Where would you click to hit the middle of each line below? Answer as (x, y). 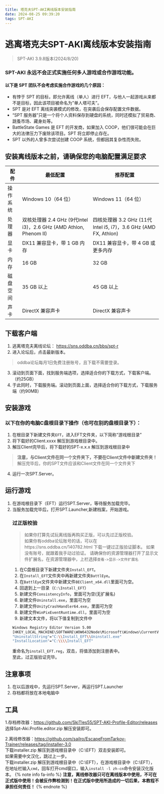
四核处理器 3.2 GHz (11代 (122, 220)
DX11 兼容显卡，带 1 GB (50, 243)
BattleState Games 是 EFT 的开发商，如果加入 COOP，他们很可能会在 (82, 127)
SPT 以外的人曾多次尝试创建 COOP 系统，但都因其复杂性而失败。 (78, 140)
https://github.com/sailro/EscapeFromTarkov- (80, 739)
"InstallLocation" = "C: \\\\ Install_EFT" (53, 641)
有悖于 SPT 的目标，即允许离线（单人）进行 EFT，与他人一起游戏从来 (82, 97)
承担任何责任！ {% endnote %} (36, 787)
